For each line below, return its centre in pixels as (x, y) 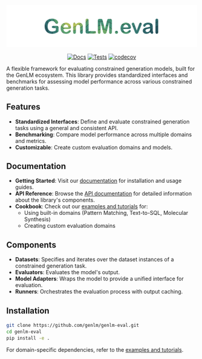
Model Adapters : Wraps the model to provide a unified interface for (99, 279)
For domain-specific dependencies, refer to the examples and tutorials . (95, 349)
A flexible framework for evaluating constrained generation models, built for (101, 68)
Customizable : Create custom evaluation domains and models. (94, 147)
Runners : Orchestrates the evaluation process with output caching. (99, 292)
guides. (24, 187)
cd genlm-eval (24, 332)
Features (23, 107)
